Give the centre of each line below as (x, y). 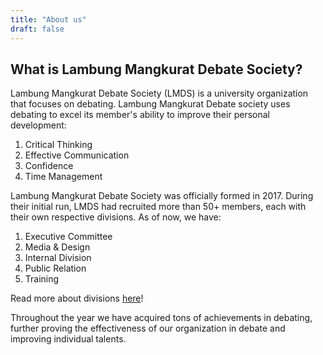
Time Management (63, 177)
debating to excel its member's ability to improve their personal (140, 115)
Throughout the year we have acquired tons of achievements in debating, (161, 318)
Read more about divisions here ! (77, 298)
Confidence (49, 166)
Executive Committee (68, 237)
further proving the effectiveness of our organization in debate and (148, 328)
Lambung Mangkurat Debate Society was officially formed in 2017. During (162, 196)
